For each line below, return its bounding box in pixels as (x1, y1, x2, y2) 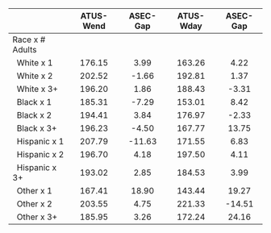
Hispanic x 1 (16, 136, 65, 147)
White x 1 (16, 57, 53, 68)
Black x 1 (16, 97, 52, 107)
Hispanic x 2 (16, 149, 65, 160)
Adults (12, 44, 37, 55)
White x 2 (16, 70, 53, 81)
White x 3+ (16, 84, 59, 94)
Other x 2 (16, 198, 52, 209)
